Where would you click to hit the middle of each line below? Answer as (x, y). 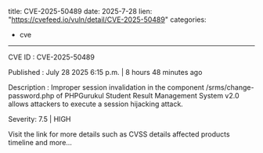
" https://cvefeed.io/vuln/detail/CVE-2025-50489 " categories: (107, 20)
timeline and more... (40, 142)
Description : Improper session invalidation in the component (106, 87)
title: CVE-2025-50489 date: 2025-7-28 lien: (80, 11)
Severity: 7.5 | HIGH (40, 119)
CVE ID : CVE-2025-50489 (52, 57)
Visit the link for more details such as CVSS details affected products (119, 134)
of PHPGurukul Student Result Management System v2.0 (148, 96)
